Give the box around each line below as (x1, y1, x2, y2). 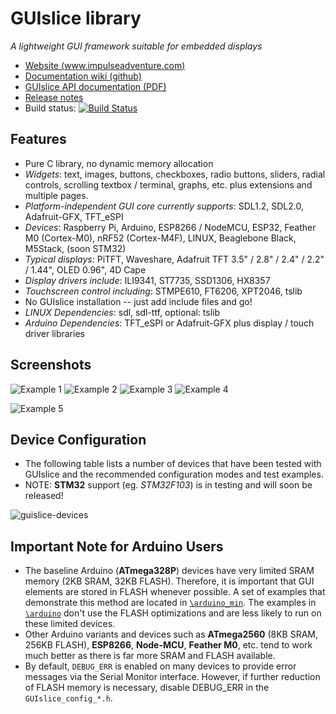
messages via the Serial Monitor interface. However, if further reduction (24, 671, 321, 683)
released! (24, 490, 64, 502)
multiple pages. (24, 189, 89, 201)
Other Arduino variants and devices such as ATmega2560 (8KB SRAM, (24, 628, 319, 641)
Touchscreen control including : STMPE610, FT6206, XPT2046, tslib (24, 285, 303, 297)
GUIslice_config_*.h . (24, 692, 113, 704)
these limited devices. (24, 618, 116, 630)
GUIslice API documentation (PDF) (24, 80, 167, 92)
